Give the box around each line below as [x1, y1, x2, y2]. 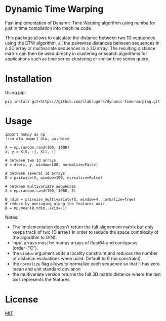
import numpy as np [5, 132, 45, 137]
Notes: [5, 214, 19, 220]
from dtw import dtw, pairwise [5, 136, 70, 141]
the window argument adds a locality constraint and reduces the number [12, 250, 158, 256]
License [5, 294, 39, 305]
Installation [5, 73, 52, 85]
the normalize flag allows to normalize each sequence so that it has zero [12, 261, 160, 267]
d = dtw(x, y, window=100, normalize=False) [5, 162, 98, 167]
